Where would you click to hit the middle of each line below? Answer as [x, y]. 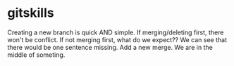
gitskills [31, 13]
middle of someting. [36, 55]
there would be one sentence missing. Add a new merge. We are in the [110, 47]
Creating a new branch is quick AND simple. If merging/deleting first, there [116, 32]
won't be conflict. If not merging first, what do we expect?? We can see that [117, 39]
